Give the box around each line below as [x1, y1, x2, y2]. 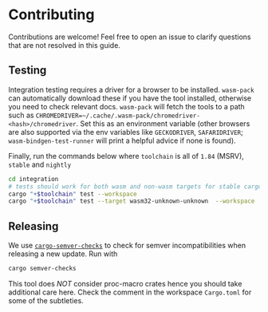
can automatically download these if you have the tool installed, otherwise [8, 93, 252, 103]
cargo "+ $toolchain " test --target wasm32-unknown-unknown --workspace [8, 197, 255, 205]
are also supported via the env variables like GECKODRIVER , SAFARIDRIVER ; [8, 127, 243, 136]
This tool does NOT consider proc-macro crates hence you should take [8, 278, 242, 288]
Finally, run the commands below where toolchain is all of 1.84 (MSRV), [8, 151, 245, 160]
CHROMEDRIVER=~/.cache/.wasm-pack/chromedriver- [35, 112, 201, 120]
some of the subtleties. [8, 295, 84, 305]
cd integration [8, 175, 59, 183]
